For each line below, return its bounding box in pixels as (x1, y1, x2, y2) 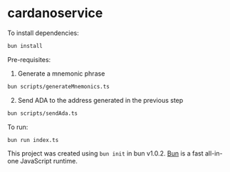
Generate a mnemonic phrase (17, 69, 105, 78)
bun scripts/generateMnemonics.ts (7, 83, 110, 90)
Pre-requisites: (7, 55, 51, 64)
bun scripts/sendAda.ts (7, 109, 78, 117)
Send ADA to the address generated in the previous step (17, 96, 184, 104)
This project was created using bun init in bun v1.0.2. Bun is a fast (7, 149, 204, 158)
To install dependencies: (7, 29, 80, 37)
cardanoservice (7, 5, 103, 21)
